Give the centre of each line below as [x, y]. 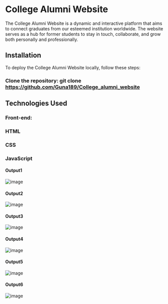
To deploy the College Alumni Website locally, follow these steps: [73, 67]
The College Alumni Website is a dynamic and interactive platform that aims [84, 23]
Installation [23, 55]
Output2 [14, 193]
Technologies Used [36, 103]
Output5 [14, 262]
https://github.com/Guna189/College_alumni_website [73, 87]
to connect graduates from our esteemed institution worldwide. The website [84, 28]
